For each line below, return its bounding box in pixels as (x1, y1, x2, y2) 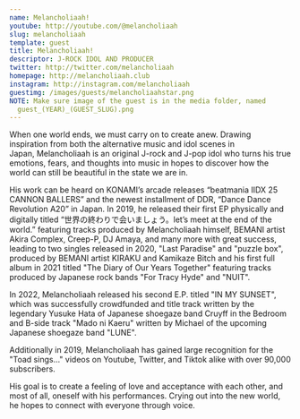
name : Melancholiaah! (9, 13, 90, 22)
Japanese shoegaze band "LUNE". (9, 328, 137, 338)
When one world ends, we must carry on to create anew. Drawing (9, 129, 252, 140)
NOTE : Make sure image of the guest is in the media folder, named (9, 96, 267, 106)
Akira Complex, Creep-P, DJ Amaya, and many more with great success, (9, 234, 278, 244)
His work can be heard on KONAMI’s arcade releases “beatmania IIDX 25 (9, 184, 279, 195)
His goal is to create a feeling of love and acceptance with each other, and (9, 381, 284, 392)
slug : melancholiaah (9, 30, 87, 38)
